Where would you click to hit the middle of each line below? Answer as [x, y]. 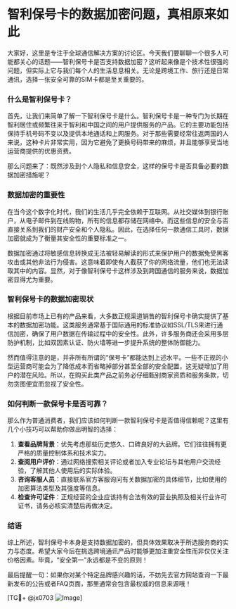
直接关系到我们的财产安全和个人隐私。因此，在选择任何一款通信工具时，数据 [118, 229]
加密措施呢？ [32, 175]
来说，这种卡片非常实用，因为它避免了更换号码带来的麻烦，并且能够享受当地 [118, 142]
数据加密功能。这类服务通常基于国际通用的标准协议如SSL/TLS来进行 [118, 325]
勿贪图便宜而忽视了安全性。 [47, 384]
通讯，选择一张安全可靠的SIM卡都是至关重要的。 [78, 79]
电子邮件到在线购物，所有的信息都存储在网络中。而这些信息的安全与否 [127, 220]
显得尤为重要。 [35, 280]
